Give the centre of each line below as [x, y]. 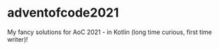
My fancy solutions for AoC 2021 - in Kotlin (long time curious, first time [109, 32]
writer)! [18, 39]
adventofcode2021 [63, 13]
